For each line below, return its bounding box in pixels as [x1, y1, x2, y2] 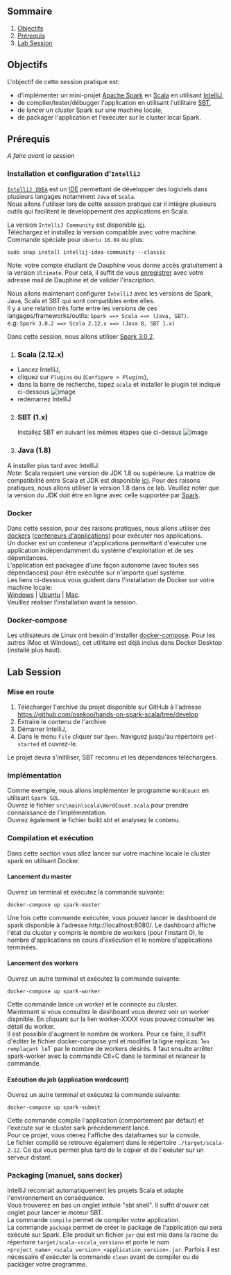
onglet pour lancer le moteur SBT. [7, 1208, 103, 1217]
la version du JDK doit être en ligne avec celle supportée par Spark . [7, 490, 201, 499]
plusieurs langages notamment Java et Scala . [7, 192, 136, 200]
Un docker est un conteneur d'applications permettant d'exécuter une [7, 538, 207, 547]
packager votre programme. [7, 1260, 88, 1269]
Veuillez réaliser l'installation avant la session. [7, 598, 138, 606]
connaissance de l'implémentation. [7, 808, 108, 817]
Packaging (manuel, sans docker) [7, 1171, 123, 1180]
